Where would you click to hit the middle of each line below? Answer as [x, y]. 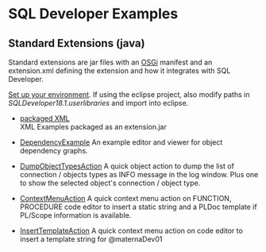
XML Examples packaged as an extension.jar [93, 127]
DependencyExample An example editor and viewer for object [121, 142]
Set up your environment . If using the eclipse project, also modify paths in [129, 95]
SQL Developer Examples [93, 14]
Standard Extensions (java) [77, 43]
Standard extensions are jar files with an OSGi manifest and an [110, 62]
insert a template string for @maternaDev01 [91, 239]
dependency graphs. [54, 151]
